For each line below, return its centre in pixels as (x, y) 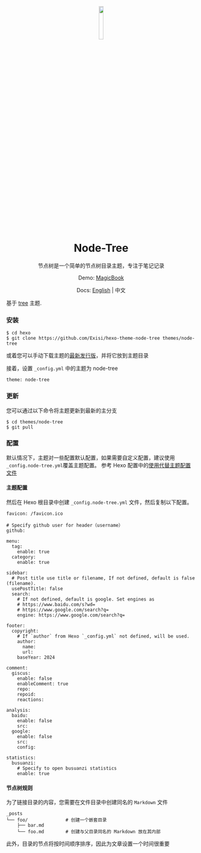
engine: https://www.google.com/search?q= (71, 615)
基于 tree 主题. (24, 303)
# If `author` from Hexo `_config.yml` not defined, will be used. (103, 636)
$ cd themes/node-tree (35, 422)
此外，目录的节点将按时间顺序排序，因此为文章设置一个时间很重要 (88, 844)
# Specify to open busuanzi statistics (67, 768)
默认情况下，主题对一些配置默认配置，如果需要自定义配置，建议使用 (91, 458)
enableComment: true (43, 684)
